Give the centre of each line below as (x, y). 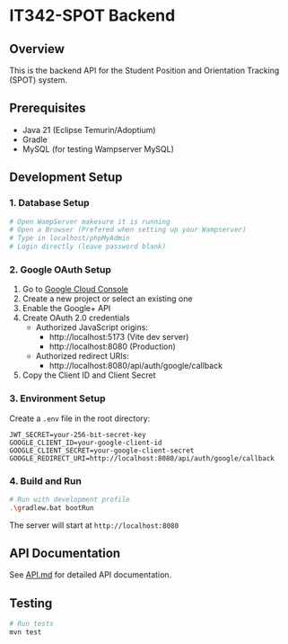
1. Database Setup (49, 203)
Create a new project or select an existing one (107, 299)
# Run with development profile (70, 499)
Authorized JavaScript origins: (92, 327)
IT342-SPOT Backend (92, 16)
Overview (37, 49)
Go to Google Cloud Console (75, 290)
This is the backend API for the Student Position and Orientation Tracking (144, 70)
